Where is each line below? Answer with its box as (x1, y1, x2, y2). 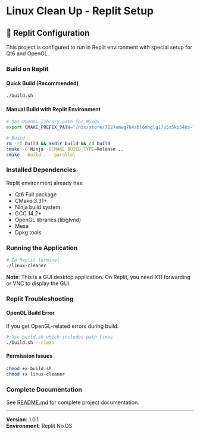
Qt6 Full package (14, 190, 57, 198)
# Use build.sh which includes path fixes (6, 334, 113, 340)
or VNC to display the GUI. (6, 280, 71, 287)
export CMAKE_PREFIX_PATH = (6, 124, 73, 130)
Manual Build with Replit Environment (6, 105, 101, 112)
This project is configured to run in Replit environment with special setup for (6, 43, 192, 51)
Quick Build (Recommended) (6, 79, 79, 87)
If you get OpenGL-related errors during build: (6, 323, 119, 330)
